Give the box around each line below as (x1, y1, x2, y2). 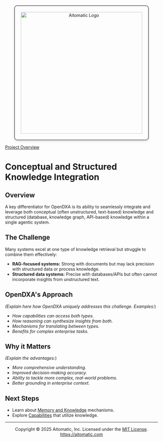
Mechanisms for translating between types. (12, 323, 99, 329)
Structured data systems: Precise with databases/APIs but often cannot (12, 271, 158, 277)
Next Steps (5, 394, 39, 403)
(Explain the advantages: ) (5, 355, 57, 361)
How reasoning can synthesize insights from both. (12, 318, 113, 324)
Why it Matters (5, 342, 51, 351)
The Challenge (5, 233, 50, 242)
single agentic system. (5, 219, 50, 225)
